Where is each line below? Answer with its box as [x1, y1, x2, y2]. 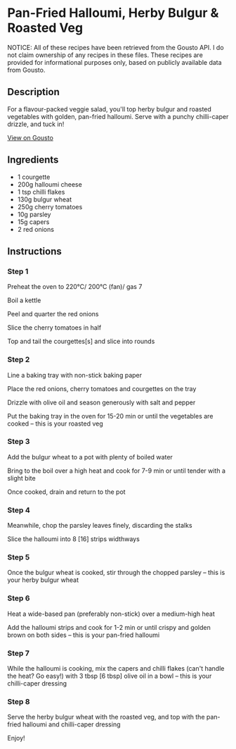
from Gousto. [7, 66, 46, 74]
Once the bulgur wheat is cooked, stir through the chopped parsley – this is [7, 569, 225, 577]
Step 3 [7, 437, 30, 447]
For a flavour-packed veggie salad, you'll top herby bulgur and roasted [7, 104, 212, 113]
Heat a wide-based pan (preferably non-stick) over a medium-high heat [7, 609, 216, 618]
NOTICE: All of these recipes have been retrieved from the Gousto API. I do [7, 43, 224, 51]
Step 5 [7, 552, 30, 562]
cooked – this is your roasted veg [7, 419, 103, 428]
